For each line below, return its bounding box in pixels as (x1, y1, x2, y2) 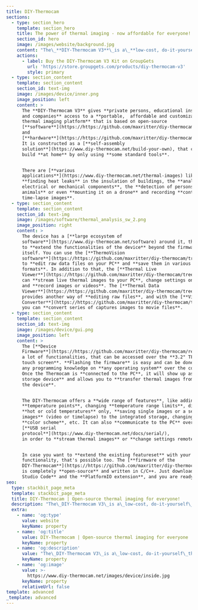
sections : (6, 14, 31, 20)
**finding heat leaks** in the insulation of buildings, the (21, 179, 176, 184)
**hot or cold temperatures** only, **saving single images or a (21, 408, 186, 414)
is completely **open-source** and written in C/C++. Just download (21, 468, 194, 475)
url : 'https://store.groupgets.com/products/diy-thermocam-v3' (27, 63, 186, 70)
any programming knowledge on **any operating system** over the (21, 365, 186, 371)
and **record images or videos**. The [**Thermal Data (21, 283, 160, 288)
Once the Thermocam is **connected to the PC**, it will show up (21, 371, 186, 377)
